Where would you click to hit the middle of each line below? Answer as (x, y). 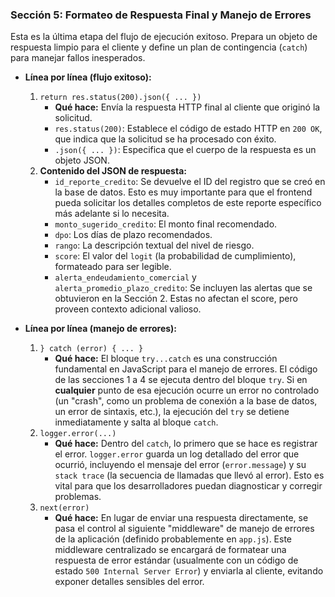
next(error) (64, 508)
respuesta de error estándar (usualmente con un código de (176, 560)
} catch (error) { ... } (91, 349)
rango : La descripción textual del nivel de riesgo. (154, 245)
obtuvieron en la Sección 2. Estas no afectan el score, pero (176, 299)
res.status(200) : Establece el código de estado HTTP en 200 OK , (188, 129)
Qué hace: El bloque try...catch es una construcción (166, 359)
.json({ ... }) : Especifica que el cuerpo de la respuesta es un (185, 150)
